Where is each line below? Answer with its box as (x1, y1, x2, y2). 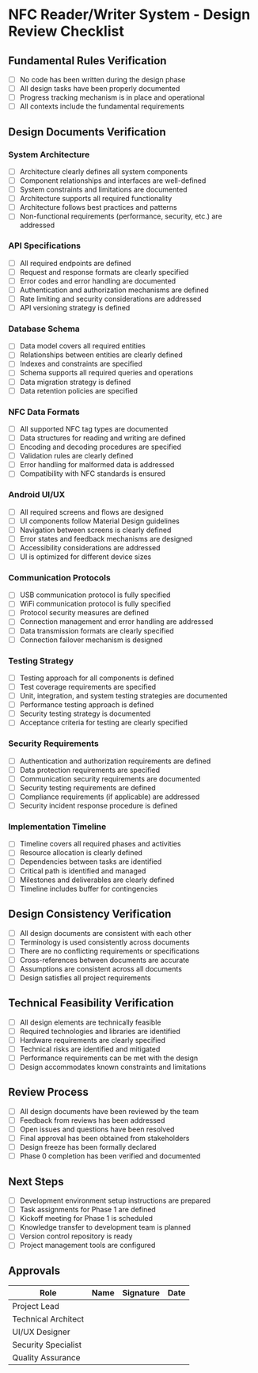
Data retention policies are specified (19, 386, 138, 395)
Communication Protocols (8, 572, 111, 583)
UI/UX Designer (12, 1326, 70, 1337)
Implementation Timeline (8, 821, 107, 832)
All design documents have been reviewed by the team (19, 1106, 199, 1116)
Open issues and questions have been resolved (19, 1124, 175, 1134)
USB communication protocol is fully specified (19, 590, 171, 599)
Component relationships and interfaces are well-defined (19, 176, 207, 185)
